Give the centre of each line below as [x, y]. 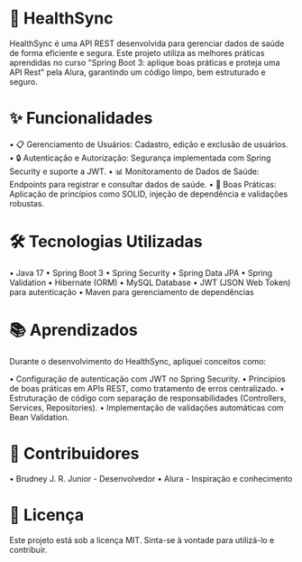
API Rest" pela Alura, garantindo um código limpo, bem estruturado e [137, 72]
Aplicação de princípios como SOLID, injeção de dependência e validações [149, 194]
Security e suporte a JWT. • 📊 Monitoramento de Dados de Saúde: [134, 171]
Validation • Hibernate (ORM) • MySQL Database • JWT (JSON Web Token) [150, 282]
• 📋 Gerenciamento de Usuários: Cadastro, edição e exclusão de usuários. [149, 144]
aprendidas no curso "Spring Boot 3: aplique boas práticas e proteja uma [145, 62]
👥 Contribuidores [74, 453]
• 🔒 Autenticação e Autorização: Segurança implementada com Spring [140, 158]
